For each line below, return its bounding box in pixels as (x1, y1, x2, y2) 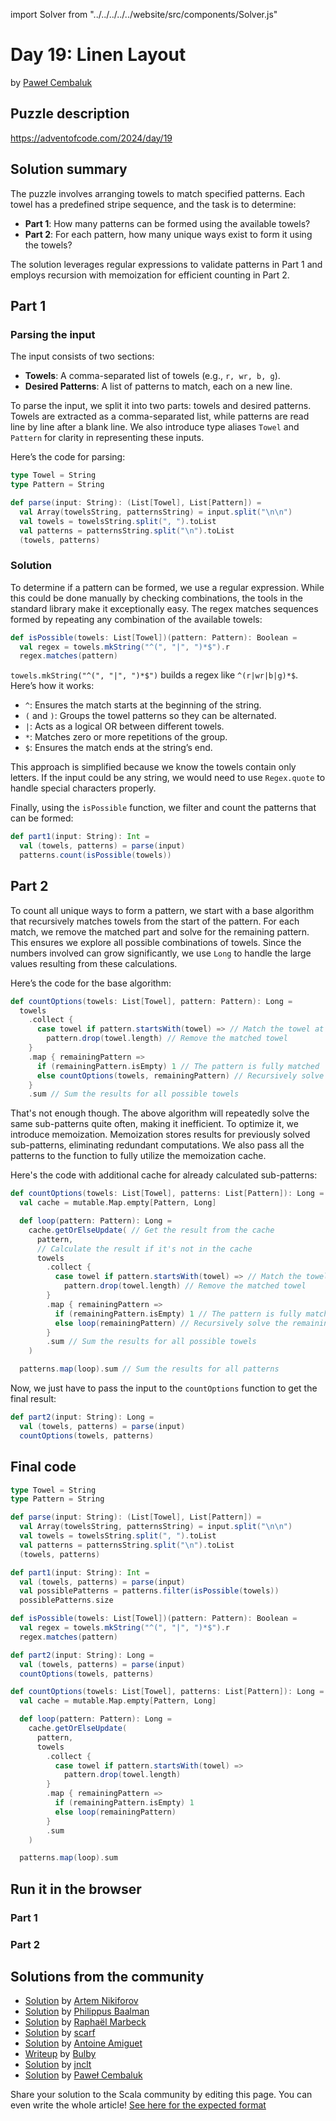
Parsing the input (10, 327, 96, 341)
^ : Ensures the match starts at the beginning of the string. (24, 699, 262, 711)
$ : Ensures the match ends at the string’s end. (24, 742, 213, 754)
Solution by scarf (24, 2027, 96, 2039)
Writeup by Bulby (24, 2048, 97, 2060)
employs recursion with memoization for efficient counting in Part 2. (10, 269, 290, 281)
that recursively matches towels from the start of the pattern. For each (10, 915, 300, 927)
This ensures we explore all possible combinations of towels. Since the (10, 936, 302, 948)
